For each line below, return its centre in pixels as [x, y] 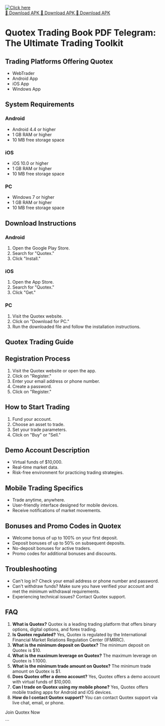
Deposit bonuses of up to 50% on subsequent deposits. [69, 543]
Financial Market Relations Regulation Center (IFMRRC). [69, 640]
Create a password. [32, 386]
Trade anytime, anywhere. [39, 500]
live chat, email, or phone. [38, 702]
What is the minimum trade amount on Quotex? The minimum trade [82, 666]
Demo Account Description [47, 450]
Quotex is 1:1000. [29, 660]
